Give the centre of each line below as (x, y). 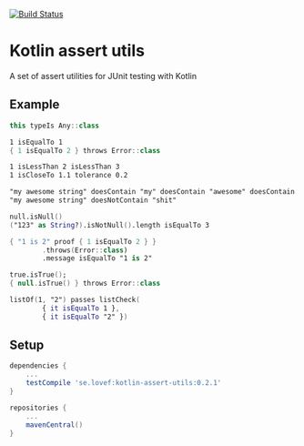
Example (35, 105)
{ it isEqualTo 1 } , (81, 308)
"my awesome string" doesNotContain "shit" (93, 200)
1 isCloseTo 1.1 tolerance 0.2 (69, 176)
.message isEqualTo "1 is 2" (97, 258)
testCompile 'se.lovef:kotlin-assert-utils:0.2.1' (124, 383)
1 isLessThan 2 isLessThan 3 (65, 167)
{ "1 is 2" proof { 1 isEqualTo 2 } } (83, 241)
